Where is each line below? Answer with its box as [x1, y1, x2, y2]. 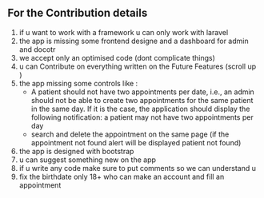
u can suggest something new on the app [18, 155, 157, 164]
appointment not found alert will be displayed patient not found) [30, 137, 242, 147]
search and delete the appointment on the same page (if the [30, 129, 230, 139]
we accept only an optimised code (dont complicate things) [18, 53, 215, 62]
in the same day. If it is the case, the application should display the [30, 104, 250, 113]
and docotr [18, 44, 56, 54]
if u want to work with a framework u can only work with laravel [18, 27, 229, 37]
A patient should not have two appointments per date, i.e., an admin [30, 87, 255, 97]
